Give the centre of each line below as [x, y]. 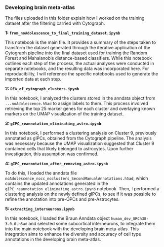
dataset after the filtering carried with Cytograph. [55, 23]
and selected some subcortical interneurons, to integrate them [92, 224]
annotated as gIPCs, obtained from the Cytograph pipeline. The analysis [79, 138]
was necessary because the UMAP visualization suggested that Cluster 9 [80, 143]
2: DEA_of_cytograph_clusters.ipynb [42, 89]
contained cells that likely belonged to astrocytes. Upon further [69, 149]
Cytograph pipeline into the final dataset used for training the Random [76, 53]
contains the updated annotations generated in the [57, 183]
